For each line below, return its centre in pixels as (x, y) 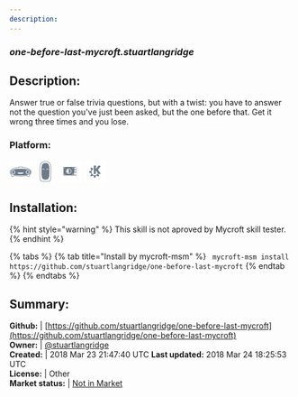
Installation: (44, 208)
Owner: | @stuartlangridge (59, 345)
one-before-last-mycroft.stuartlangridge (102, 51)
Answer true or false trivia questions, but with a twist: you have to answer (145, 103)
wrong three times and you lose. (69, 122)
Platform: (30, 145)
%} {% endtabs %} (45, 276)
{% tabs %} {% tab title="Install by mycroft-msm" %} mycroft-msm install (149, 256)
